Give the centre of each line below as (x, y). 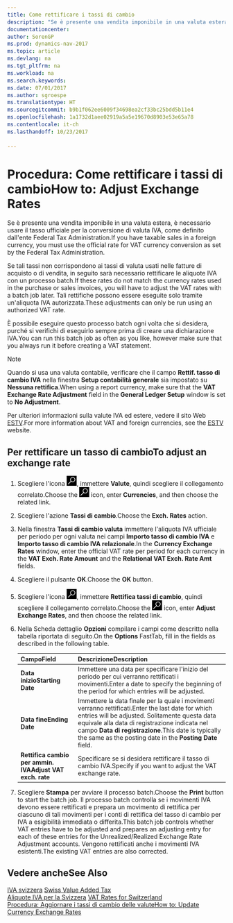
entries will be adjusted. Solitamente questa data (147, 715)
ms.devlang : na (29, 59)
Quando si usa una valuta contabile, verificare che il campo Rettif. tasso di (114, 373)
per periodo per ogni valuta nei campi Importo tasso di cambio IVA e (116, 536)
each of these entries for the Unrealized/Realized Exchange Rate (110, 837)
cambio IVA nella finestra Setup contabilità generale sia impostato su (107, 380)
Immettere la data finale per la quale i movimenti (146, 701)
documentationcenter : (38, 29)
